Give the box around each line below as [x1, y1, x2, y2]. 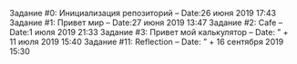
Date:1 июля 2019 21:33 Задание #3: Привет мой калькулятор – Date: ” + [9, 27, 289, 37]
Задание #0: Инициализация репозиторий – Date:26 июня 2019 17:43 [9, 8, 276, 18]
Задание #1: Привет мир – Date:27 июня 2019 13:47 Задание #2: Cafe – [9, 17, 283, 28]
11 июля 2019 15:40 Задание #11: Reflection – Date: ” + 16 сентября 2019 [9, 36, 284, 47]
